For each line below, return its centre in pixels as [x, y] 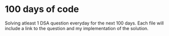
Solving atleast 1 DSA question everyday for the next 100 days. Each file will [84, 23]
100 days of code [42, 9]
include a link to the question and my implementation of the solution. [77, 28]
